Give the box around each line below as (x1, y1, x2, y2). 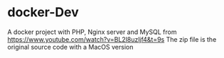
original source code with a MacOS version (7, 42, 134, 51)
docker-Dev (7, 4, 80, 21)
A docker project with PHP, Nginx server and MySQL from (7, 28, 177, 36)
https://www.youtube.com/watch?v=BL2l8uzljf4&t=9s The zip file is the (7, 35, 217, 43)
